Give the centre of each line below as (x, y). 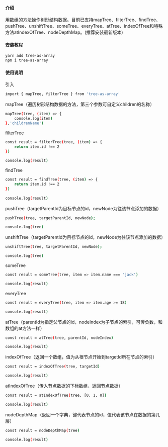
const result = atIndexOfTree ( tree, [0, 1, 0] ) (56, 395)
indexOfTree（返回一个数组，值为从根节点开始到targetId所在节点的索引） (81, 357)
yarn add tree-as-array (30, 56)
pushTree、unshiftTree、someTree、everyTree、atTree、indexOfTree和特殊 (84, 26)
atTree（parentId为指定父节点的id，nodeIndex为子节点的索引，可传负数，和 (84, 322)
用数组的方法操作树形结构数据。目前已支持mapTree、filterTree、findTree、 (83, 20)
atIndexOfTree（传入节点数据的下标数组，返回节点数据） (64, 386)
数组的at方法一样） (25, 328)
